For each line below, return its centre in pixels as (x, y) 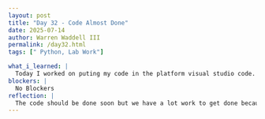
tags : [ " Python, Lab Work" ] (56, 52)
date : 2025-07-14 (37, 30)
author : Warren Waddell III (54, 37)
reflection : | (32, 95)
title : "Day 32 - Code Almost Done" (68, 23)
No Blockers (35, 88)
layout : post (30, 15)
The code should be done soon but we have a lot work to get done (127, 103)
